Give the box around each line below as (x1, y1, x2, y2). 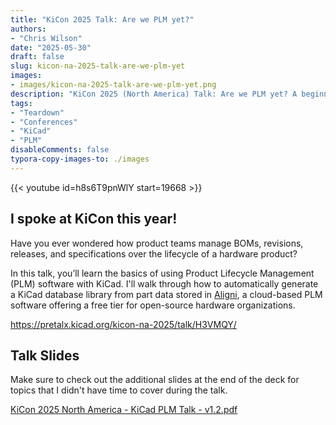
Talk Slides (10, 347, 80, 364)
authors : (10, 24, 47, 34)
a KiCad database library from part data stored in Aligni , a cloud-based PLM (10, 288, 323, 300)
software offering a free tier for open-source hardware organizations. (10, 299, 296, 311)
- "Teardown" (10, 107, 65, 118)
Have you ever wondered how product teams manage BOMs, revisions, (10, 237, 304, 249)
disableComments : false (10, 145, 110, 155)
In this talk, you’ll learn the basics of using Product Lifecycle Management (10, 267, 315, 279)
